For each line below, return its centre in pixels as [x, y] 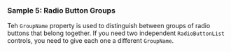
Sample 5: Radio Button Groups [61, 11]
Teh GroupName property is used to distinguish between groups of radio [109, 26]
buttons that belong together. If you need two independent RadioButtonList [116, 33]
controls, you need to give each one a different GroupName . [91, 41]
